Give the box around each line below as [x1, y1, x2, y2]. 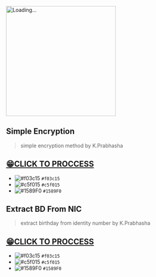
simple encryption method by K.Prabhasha [20, 142, 123, 149]
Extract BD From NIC [6, 204, 82, 214]
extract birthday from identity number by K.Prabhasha [20, 219, 151, 227]
